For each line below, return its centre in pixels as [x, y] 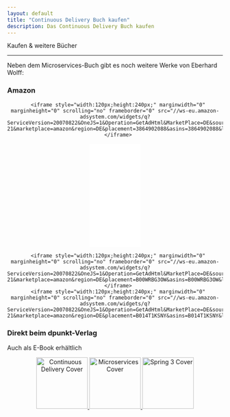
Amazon [21, 91]
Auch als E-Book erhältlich [44, 348]
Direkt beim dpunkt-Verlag [52, 333]
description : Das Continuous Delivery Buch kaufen [81, 26]
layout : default [30, 13]
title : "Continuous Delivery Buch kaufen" [68, 20]
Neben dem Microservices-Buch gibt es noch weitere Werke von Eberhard [112, 65]
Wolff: [15, 73]
